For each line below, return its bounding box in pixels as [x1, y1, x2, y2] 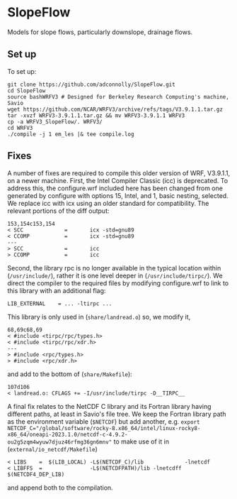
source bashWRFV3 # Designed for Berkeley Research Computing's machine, [7, 93, 230, 100]
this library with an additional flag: [7, 286, 106, 295]
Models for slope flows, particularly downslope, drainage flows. [7, 28, 193, 36]
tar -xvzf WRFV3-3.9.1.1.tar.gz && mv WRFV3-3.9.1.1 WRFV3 [7, 111, 185, 119]
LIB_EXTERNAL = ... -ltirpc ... [7, 300, 112, 307]
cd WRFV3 [7, 124, 33, 131]
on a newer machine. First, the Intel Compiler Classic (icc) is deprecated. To [7, 176, 229, 185]
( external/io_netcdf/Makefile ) [7, 444, 98, 453]
